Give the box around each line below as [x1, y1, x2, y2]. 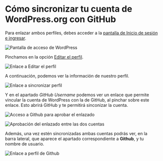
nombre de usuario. [5, 141, 45, 147]
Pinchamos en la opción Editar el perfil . [5, 54, 84, 60]
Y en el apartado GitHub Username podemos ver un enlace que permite [5, 92, 149, 98]
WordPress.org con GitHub [5, 14, 116, 25]
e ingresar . [5, 35, 27, 41]
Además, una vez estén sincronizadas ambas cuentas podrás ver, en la [5, 130, 147, 136]
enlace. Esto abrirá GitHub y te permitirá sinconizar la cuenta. [5, 102, 128, 108]
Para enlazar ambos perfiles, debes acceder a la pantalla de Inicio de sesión [5, 30, 158, 36]
